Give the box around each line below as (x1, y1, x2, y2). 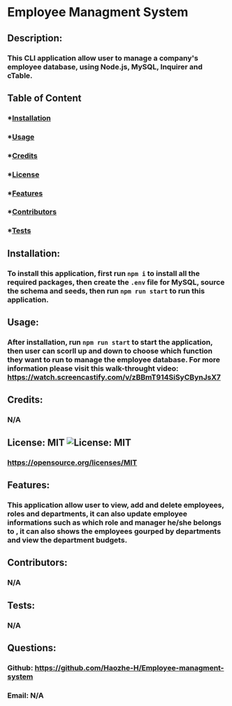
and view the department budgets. (7, 535, 128, 545)
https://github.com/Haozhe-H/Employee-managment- (34, 663, 224, 672)
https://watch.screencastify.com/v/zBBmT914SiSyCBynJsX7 (7, 372, 222, 382)
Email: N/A (7, 691, 44, 700)
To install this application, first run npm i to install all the (7, 268, 201, 278)
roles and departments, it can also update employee (7, 508, 187, 518)
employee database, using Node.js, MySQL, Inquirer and (7, 62, 203, 71)
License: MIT (7, 436, 65, 448)
